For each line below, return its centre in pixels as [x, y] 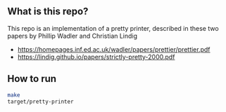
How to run [32, 79]
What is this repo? [48, 12]
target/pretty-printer [40, 101]
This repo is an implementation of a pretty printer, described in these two [113, 28]
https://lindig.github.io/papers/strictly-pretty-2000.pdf [96, 57]
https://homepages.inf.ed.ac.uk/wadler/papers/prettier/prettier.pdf [114, 49]
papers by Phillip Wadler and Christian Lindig [73, 36]
